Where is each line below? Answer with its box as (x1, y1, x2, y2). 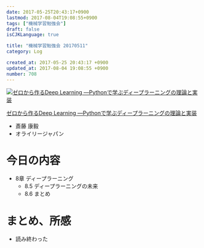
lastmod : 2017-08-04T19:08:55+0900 (6, 15, 98, 21)
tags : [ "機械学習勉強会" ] (6, 20, 66, 26)
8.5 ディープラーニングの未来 (24, 182, 98, 190)
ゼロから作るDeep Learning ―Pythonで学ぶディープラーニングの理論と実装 (6, 109, 197, 116)
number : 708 (6, 71, 37, 77)
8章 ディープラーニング (15, 175, 74, 182)
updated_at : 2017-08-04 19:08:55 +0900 (6, 65, 109, 71)
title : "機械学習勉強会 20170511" (6, 43, 88, 49)
